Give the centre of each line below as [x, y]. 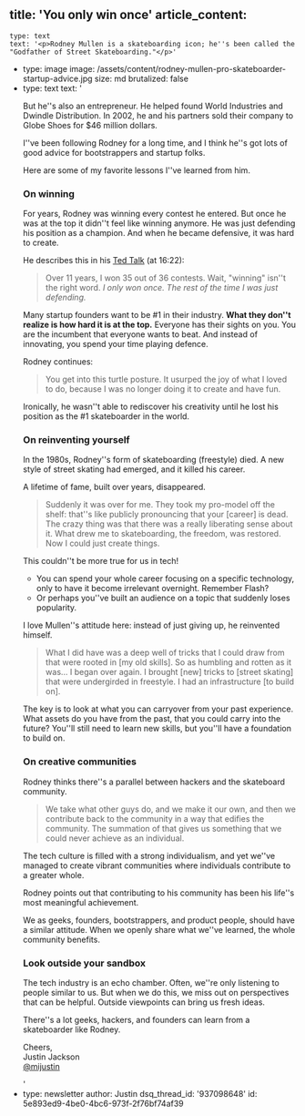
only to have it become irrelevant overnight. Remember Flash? [152, 589]
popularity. [56, 608]
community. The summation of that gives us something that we [163, 828]
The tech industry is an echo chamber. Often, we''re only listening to [151, 983]
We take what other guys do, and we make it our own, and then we [170, 809]
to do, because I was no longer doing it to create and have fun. [163, 389]
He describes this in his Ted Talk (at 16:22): [103, 261]
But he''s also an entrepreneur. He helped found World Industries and [153, 106]
